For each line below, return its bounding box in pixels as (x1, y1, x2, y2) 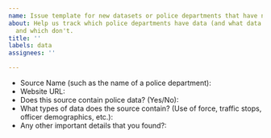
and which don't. (15, 26, 74, 34)
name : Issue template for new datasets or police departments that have (8, 11, 258, 20)
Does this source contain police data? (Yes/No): (19, 95, 179, 104)
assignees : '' (8, 49, 56, 57)
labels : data (8, 42, 52, 50)
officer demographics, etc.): (19, 112, 114, 121)
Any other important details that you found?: (19, 121, 167, 130)
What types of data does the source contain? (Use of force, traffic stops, (19, 103, 262, 113)
